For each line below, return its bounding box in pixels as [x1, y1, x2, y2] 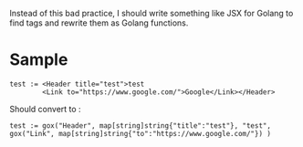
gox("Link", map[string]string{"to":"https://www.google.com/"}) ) [9, 129, 272, 138]
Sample [9, 49, 68, 70]
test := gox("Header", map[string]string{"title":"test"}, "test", [9, 121, 272, 131]
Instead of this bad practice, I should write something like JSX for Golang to [9, 8, 294, 18]
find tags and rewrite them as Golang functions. [9, 17, 189, 28]
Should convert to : [9, 103, 81, 114]
